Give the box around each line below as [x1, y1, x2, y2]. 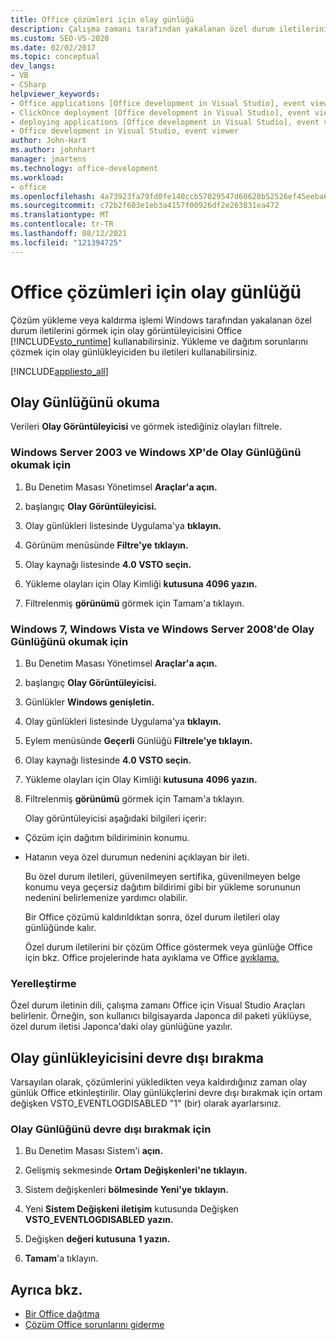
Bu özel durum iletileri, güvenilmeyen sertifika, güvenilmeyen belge [24, 870, 301, 882]
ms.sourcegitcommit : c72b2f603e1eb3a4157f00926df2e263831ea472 [10, 201, 280, 211]
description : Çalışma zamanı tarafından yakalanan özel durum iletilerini [10, 24, 329, 34]
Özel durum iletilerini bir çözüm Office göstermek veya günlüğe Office [24, 941, 313, 953]
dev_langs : [10, 61, 56, 71]
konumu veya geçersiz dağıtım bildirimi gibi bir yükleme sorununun [24, 881, 302, 893]
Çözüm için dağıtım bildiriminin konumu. [24, 831, 190, 843]
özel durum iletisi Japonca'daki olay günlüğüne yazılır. [10, 1021, 233, 1033]
